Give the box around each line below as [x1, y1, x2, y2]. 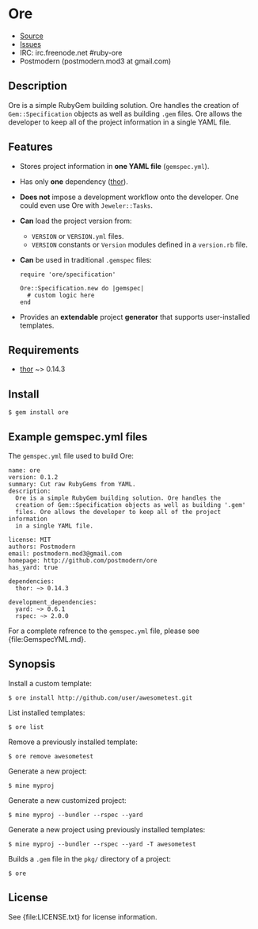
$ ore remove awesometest [8, 752, 93, 760]
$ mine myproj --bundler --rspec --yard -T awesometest [8, 840, 196, 848]
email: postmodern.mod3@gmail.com [8, 550, 123, 558]
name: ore [8, 466, 41, 474]
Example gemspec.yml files [8, 430, 148, 443]
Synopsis [8, 658, 55, 671]
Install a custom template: [8, 678, 93, 688]
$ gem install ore [8, 409, 69, 417]
